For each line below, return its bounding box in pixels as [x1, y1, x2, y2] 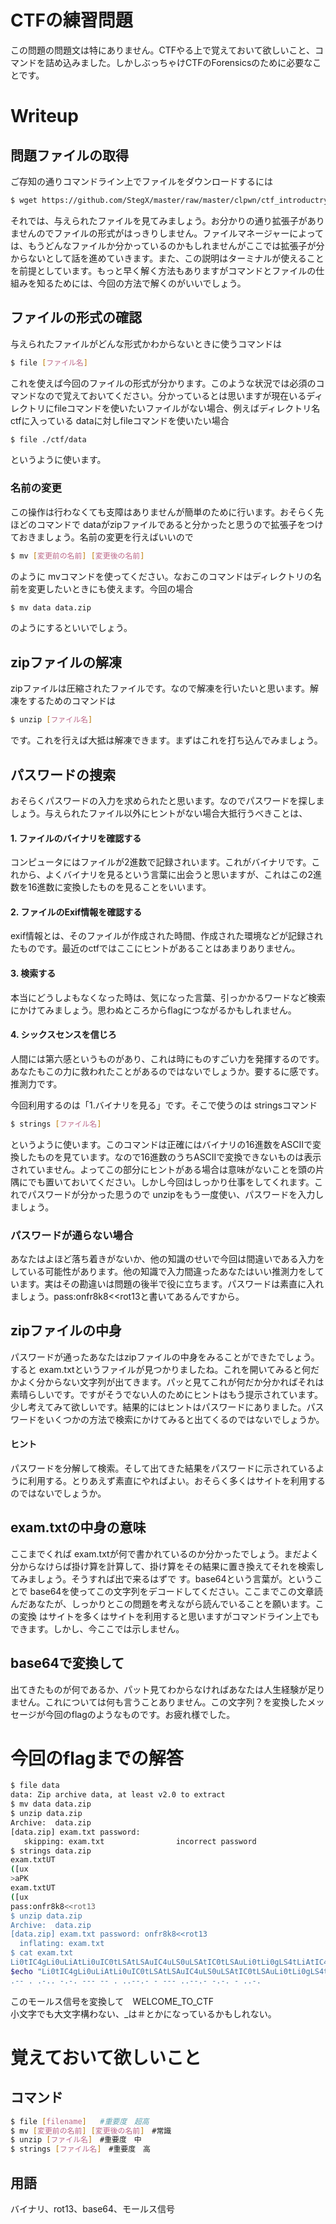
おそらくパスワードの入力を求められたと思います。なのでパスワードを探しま [10, 794, 325, 806]
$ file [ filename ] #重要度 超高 [10, 2116, 150, 2126]
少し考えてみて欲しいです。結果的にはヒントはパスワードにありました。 [10, 1401, 307, 1413]
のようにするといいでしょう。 [10, 622, 133, 634]
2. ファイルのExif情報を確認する [10, 906, 143, 918]
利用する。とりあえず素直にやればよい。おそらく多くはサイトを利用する [27, 1474, 326, 1486]
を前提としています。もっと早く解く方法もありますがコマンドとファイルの [10, 264, 317, 276]
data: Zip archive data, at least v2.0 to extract [10, 1790, 226, 1800]
